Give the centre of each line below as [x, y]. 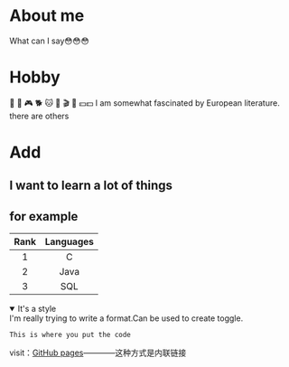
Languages [70, 242]
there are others [39, 116]
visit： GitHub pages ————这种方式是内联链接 [98, 353]
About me [47, 16]
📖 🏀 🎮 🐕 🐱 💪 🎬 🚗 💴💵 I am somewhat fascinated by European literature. [144, 103]
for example [44, 216]
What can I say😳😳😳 [50, 41]
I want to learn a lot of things [91, 186]
